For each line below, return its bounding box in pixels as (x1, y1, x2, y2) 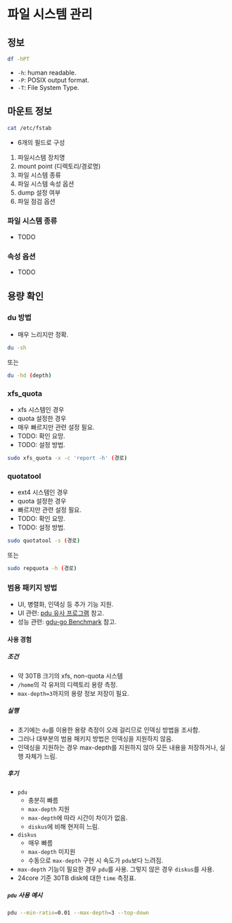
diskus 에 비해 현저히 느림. (27, 822, 100, 830)
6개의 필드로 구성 (17, 138, 65, 146)
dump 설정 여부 (17, 188, 61, 197)
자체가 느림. (25, 751, 58, 760)
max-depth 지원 (27, 804, 70, 813)
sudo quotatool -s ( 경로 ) (7, 537, 81, 545)
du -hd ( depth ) (7, 372, 52, 379)
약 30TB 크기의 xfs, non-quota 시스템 (17, 671, 123, 680)
